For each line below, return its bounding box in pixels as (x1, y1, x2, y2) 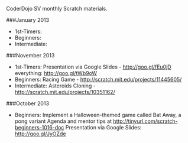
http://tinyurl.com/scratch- (113, 118, 178, 125)
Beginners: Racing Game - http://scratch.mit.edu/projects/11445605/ (14, 76, 182, 83)
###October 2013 (6, 100, 49, 107)
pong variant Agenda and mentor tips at (14, 118, 112, 125)
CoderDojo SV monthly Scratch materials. (6, 5, 108, 12)
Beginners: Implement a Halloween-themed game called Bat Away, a (14, 112, 181, 118)
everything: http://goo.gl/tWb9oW (14, 70, 98, 76)
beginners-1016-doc (14, 124, 64, 131)
